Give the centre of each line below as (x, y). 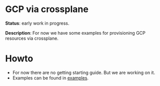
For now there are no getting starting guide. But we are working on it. (84, 72)
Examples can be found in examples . (50, 78)
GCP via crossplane (47, 9)
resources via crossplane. (32, 38)
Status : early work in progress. (37, 23)
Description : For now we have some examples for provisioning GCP (75, 33)
